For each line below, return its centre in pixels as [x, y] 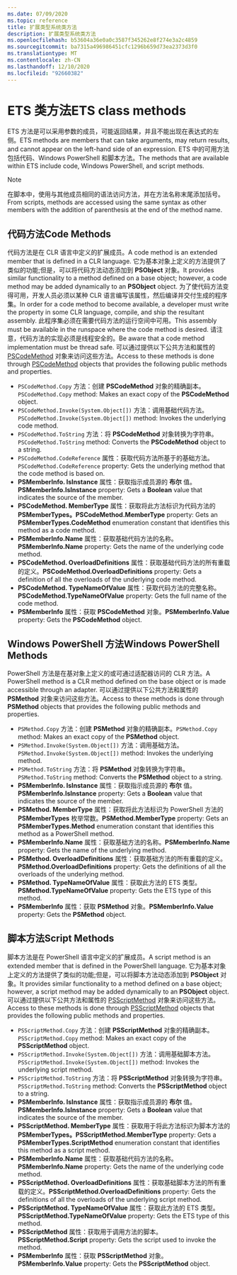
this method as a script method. [64, 1150]
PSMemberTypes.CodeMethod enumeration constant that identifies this [123, 523]
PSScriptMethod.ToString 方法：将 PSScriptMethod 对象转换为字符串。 [122, 1078]
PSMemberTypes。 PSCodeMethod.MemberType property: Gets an [117, 515]
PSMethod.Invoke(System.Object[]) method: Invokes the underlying [115, 753]
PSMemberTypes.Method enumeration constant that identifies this [116, 826]
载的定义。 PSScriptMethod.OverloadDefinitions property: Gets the [117, 1191]
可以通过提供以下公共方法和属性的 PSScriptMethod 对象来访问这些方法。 [114, 1000]
